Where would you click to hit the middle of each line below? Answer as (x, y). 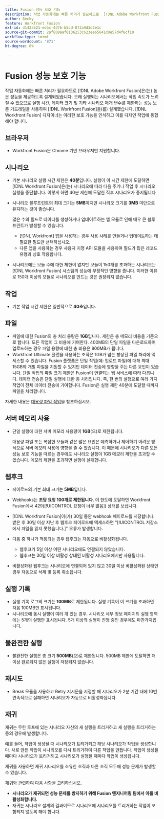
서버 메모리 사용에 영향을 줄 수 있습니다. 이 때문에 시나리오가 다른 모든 (92, 448)
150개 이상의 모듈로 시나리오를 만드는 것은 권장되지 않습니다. (75, 277)
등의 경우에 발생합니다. (27, 733)
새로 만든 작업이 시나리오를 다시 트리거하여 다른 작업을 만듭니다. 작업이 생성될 (85, 750)
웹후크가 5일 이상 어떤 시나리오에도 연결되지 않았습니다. (72, 549)
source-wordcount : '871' (30, 42)
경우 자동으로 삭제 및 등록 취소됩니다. (47, 572)
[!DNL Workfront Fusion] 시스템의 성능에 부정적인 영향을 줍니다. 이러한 (80, 271)
